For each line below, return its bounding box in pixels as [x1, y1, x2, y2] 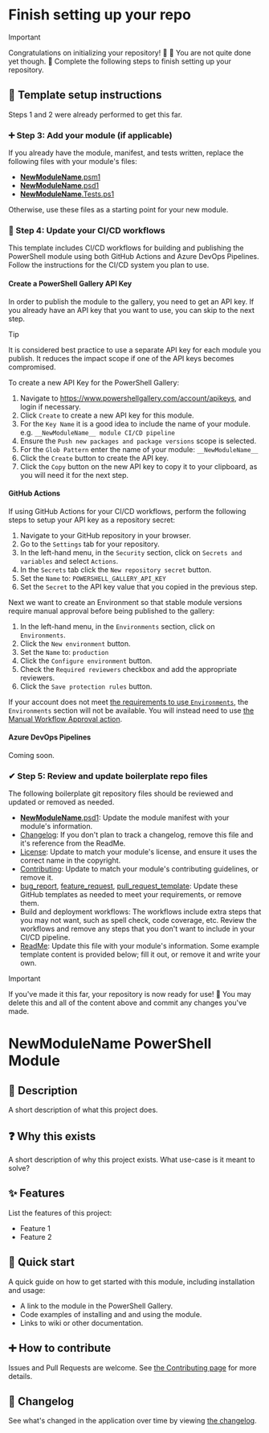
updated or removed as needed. [8, 797, 115, 807]
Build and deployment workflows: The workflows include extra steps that [19, 907, 262, 916]
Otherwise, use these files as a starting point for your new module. [8, 205, 229, 215]
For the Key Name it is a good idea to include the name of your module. [19, 418, 251, 428]
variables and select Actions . [19, 556, 119, 566]
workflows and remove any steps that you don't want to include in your [19, 924, 255, 934]
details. [8, 1371, 33, 1381]
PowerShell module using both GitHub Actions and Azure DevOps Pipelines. [8, 252, 259, 261]
